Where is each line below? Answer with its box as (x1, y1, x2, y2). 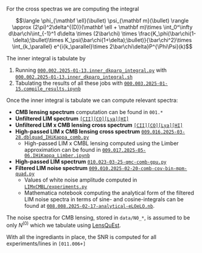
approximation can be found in (24, 146, 102, 153)
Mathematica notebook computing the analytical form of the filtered (24, 189, 195, 196)
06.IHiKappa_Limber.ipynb (24, 152, 90, 159)
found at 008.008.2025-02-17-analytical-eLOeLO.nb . (24, 202, 155, 209)
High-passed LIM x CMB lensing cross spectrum (15, 128, 141, 135)
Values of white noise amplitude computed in (24, 176, 138, 184)
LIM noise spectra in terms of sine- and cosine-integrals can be (24, 196, 184, 203)
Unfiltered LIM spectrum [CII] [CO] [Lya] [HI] (15, 115, 129, 122)
